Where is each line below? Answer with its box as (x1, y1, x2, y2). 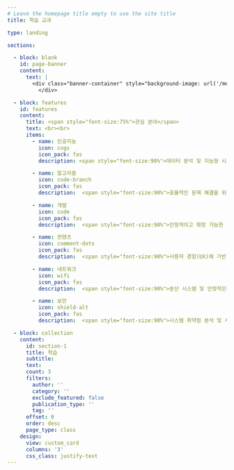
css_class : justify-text (25, 453, 98, 460)
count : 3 (25, 368, 52, 375)
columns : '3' (25, 446, 64, 453)
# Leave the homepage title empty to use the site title (7, 10, 176, 17)
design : (19, 432, 42, 440)
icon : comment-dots (38, 241, 95, 248)
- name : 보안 (32, 298, 68, 305)
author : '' (32, 381, 64, 388)
